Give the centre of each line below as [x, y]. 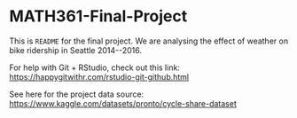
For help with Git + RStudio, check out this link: [94, 67]
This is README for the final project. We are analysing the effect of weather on [149, 41]
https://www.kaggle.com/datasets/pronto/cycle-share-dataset [123, 103]
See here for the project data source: [77, 94]
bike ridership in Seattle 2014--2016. [76, 50]
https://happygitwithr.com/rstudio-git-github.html [99, 76]
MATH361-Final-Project [98, 16]
